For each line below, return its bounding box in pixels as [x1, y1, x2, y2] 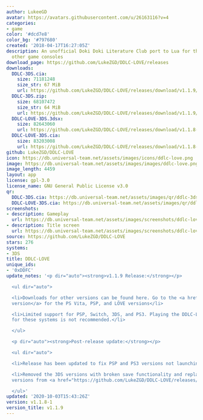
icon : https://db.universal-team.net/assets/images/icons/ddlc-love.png [6, 155, 193, 161]
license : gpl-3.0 [6, 178, 50, 184]
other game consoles [11, 54, 63, 60]
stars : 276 [6, 239, 34, 245]
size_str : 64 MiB [17, 104, 61, 111]
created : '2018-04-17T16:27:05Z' [6, 43, 91, 49]
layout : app [6, 172, 36, 178]
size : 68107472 [17, 99, 56, 105]
